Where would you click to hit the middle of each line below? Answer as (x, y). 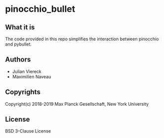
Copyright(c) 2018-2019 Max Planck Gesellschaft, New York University (77, 104)
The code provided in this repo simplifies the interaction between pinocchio (82, 39)
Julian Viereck (27, 71)
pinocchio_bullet (40, 9)
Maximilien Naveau (32, 77)
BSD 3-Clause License (28, 131)
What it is (20, 27)
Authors (18, 60)
